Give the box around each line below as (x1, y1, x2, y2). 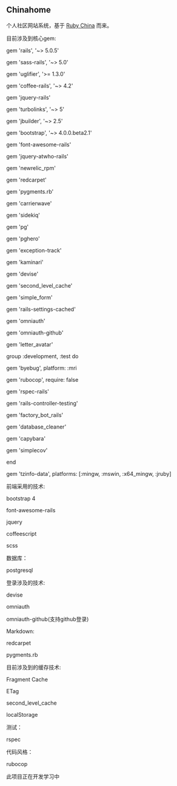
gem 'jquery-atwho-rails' (6, 152, 68, 160)
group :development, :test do (6, 352, 79, 360)
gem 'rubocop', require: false (6, 376, 79, 383)
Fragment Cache (6, 676, 48, 683)
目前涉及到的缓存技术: (6, 663, 62, 671)
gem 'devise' (6, 270, 39, 277)
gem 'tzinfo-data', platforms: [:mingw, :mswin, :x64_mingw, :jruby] (6, 470, 172, 477)
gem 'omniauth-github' (6, 329, 64, 336)
